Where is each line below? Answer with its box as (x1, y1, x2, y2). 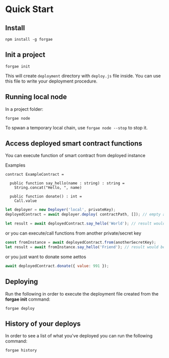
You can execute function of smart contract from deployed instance (5, 153, 146, 159)
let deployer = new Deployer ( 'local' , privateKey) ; (5, 207, 116, 212)
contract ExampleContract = (5, 172, 64, 177)
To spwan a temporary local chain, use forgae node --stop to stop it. (5, 124, 148, 130)
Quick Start (5, 4, 54, 15)
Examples (5, 162, 26, 168)
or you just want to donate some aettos (5, 253, 87, 260)
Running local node (5, 93, 67, 101)
